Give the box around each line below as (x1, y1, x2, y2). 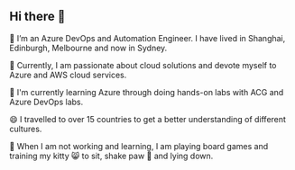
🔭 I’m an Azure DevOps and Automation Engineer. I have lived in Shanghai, (9, 32, 286, 43)
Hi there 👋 (9, 9, 66, 24)
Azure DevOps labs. (9, 96, 84, 107)
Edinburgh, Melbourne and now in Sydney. (9, 42, 168, 53)
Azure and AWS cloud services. (9, 69, 127, 80)
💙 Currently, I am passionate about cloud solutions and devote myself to (9, 59, 277, 70)
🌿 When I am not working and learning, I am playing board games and (9, 140, 269, 151)
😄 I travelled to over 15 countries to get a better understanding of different (9, 113, 287, 124)
